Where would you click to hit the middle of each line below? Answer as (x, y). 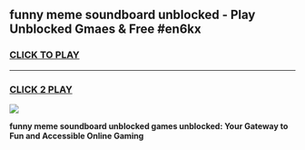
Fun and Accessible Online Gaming (77, 135)
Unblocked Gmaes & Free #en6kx (105, 30)
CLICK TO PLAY (44, 55)
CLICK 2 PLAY (41, 89)
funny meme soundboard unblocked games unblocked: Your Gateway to (149, 125)
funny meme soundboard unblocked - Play (133, 15)
